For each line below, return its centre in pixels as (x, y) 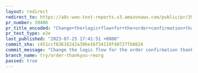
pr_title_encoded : (28, 28)
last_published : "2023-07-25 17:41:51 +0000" (62, 39)
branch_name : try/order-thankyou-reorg (55, 55)
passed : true (22, 61)
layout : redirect (27, 11)
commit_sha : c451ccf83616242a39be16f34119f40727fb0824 (74, 45)
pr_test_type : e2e (28, 34)
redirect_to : (22, 17)
